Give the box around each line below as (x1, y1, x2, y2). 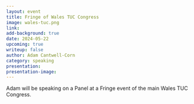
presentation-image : (6, 69, 57, 75)
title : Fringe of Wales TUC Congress (6, 14, 99, 20)
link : (6, 25, 20, 31)
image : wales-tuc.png (6, 19, 60, 25)
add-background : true (6, 31, 60, 36)
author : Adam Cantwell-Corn (6, 52, 76, 58)
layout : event (6, 8, 41, 15)
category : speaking (6, 58, 54, 63)
